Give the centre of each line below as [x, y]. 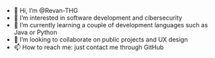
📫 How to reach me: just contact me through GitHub [89, 47]
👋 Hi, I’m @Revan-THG [46, 11]
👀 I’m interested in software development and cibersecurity [98, 18]
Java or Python [35, 32]
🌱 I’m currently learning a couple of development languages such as [111, 25]
